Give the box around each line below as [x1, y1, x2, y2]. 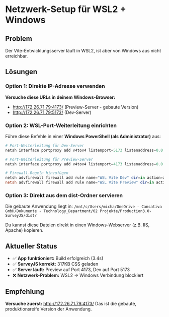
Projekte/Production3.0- [100, 209, 152, 214]
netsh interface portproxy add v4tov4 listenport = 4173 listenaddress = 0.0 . [5, 161, 165, 167]
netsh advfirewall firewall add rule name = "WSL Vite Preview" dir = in [5, 180, 154, 185]
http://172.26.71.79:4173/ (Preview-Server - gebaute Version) [12, 104, 139, 110]
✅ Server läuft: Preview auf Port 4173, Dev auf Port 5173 [12, 267, 130, 273]
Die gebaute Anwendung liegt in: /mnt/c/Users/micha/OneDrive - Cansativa [5, 203, 162, 210]
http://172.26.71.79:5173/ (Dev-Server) [12, 109, 92, 115]
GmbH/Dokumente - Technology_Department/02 [5, 209, 98, 214]
